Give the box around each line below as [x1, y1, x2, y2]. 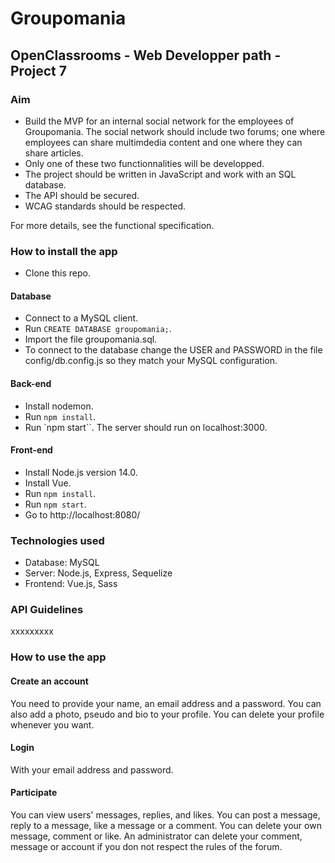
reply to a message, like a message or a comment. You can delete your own [10, 819, 322, 831]
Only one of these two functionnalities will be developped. [24, 157, 265, 169]
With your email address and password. [10, 763, 174, 776]
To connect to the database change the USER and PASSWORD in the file [24, 344, 323, 356]
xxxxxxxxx [10, 625, 54, 637]
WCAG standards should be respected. [24, 200, 187, 212]
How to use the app [10, 650, 107, 664]
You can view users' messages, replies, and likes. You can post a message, [10, 808, 321, 821]
